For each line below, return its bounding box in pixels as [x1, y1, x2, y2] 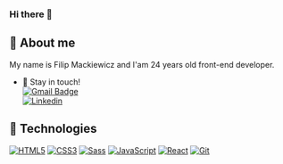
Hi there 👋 [9, 8, 54, 20]
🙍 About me [9, 36, 76, 51]
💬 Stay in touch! [21, 76, 81, 87]
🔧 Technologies [9, 121, 97, 136]
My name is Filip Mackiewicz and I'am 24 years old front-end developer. [9, 59, 275, 70]
